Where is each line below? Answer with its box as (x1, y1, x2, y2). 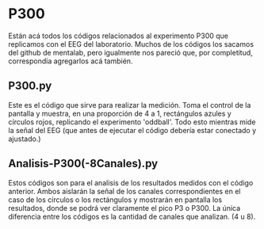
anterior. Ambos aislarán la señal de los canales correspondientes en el (8, 186, 241, 196)
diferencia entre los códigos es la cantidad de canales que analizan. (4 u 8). (8, 212, 256, 221)
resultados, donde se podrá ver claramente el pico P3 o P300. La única (8, 203, 241, 212)
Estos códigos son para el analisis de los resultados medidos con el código (8, 177, 254, 187)
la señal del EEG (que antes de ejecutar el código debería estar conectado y (8, 125, 257, 135)
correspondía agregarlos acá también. (8, 56, 133, 66)
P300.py (8, 79, 52, 93)
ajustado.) (8, 134, 41, 143)
